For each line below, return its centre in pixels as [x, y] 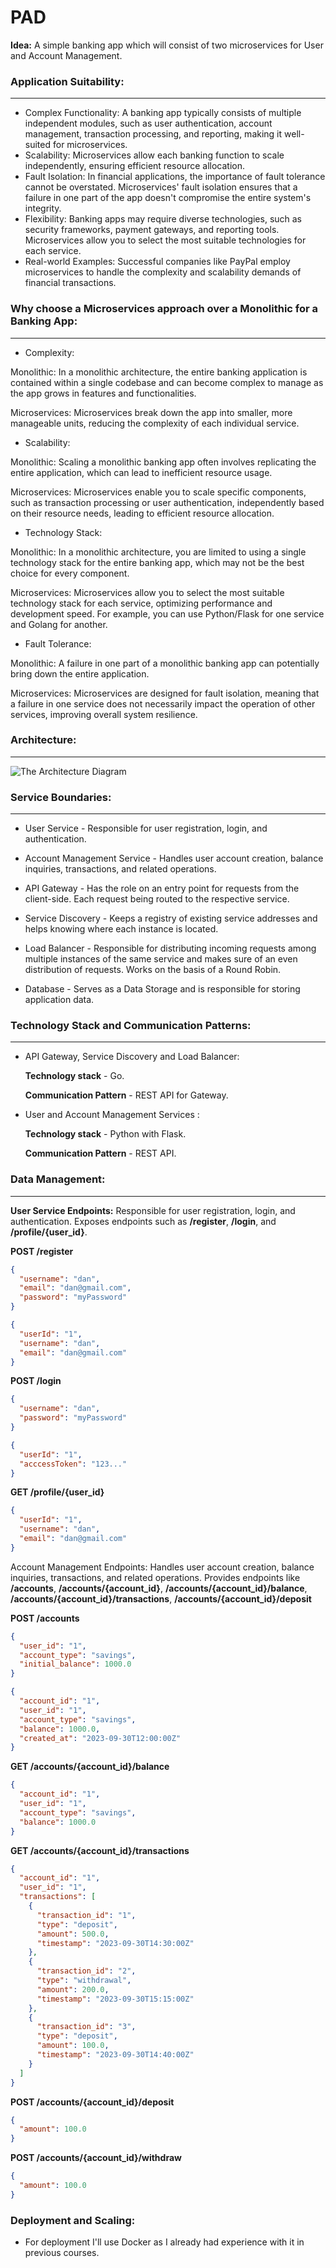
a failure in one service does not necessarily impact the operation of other [163, 703]
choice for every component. [70, 573]
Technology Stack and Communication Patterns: [131, 1026]
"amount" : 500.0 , [73, 1934]
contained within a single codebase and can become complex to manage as [167, 382]
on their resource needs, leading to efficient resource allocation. [142, 513]
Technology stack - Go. [74, 1076]
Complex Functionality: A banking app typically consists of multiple [163, 113]
